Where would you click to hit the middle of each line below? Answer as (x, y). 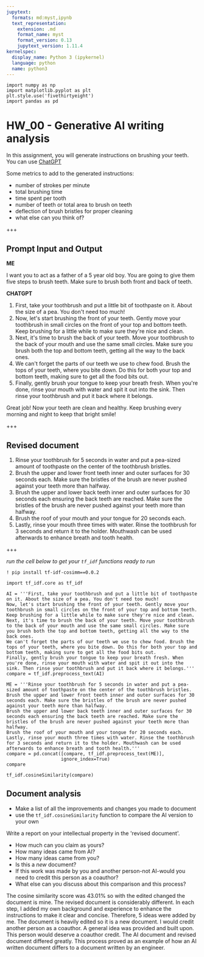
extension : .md (37, 29)
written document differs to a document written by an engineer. (86, 947)
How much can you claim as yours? (60, 845)
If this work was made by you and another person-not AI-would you (100, 871)
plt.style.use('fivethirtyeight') (50, 96)
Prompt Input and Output (54, 248)
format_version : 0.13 (44, 40)
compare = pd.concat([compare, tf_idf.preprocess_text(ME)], (86, 753)
